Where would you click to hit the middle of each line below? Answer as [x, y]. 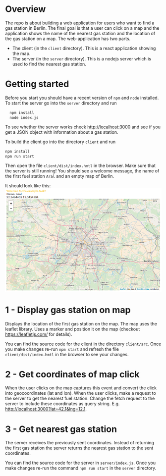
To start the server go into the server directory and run [61, 103]
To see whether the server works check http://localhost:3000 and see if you [83, 127]
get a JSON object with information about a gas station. [62, 132]
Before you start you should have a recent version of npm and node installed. [82, 98]
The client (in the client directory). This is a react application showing [84, 48]
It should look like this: [28, 185]
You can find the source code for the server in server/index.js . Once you [81, 463]
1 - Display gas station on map [68, 310]
